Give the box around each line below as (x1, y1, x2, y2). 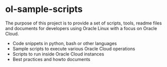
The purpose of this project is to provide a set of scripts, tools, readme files (5, 20, 162, 26)
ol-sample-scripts (5, 3, 83, 15)
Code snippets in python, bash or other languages (12, 40, 117, 46)
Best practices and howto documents (12, 56, 91, 62)
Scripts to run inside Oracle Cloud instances (12, 51, 104, 57)
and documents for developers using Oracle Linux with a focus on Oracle (5, 25, 157, 31)
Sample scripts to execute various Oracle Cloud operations (12, 45, 135, 51)
